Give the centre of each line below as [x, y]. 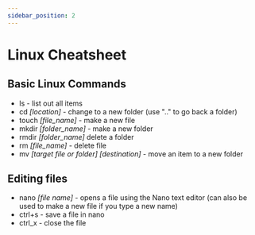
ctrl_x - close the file [52, 223]
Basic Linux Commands [67, 84]
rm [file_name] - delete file [62, 145]
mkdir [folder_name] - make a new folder [86, 129]
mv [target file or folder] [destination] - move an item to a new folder [131, 154]
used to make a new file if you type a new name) [98, 206]
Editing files [38, 179]
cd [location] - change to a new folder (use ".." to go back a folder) [128, 111]
